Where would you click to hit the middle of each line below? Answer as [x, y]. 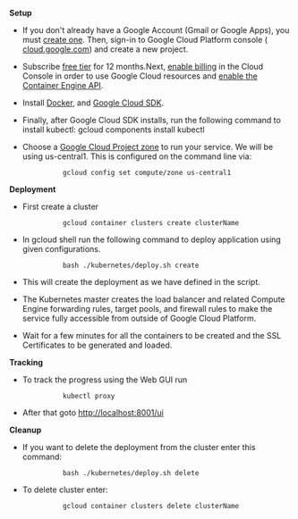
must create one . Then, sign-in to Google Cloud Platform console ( [145, 40]
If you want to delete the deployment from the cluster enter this [139, 447]
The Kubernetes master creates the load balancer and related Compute [153, 299]
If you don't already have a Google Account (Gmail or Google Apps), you [156, 30]
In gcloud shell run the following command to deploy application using [152, 239]
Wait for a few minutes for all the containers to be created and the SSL [152, 335]
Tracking [26, 362]
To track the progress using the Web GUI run [105, 380]
